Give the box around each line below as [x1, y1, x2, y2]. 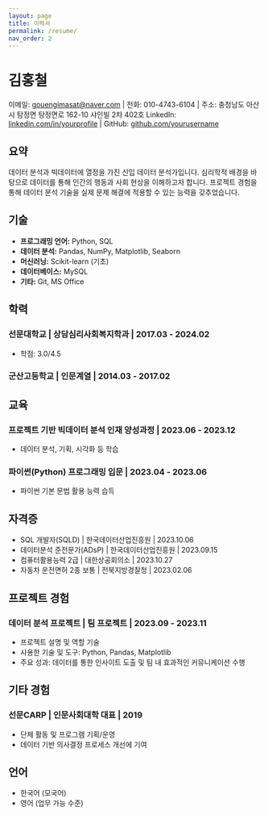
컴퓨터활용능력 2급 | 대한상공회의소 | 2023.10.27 [19, 555, 173, 565]
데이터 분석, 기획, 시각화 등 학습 [19, 445, 119, 454]
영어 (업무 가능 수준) [19, 798, 84, 808]
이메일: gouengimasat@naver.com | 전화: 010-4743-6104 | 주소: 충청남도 [8, 100, 245, 110]
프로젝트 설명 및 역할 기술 [19, 637, 101, 646]
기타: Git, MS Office [19, 276, 85, 286]
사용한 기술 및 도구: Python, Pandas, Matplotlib [19, 647, 171, 657]
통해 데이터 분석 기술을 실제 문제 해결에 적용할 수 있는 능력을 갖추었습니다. [8, 187, 240, 197]
